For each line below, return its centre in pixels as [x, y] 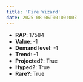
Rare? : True [30, 73]
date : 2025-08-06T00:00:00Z [42, 18]
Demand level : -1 [37, 48]
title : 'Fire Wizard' [34, 12]
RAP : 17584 [29, 35]
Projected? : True [36, 61]
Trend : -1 [26, 54]
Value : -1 [26, 41]
